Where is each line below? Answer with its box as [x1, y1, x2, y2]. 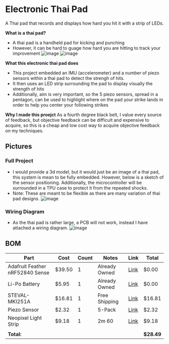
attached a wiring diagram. [12, 225, 68, 231]
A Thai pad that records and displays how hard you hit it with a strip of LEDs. [5, 20, 164, 26]
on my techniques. [5, 127, 44, 134]
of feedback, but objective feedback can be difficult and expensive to [5, 117, 149, 123]
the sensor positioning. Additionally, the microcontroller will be [12, 180, 142, 186]
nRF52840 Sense [8, 269, 50, 276]
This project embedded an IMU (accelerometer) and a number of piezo [12, 69, 159, 76]
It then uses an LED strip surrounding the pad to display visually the [12, 80, 153, 87]
